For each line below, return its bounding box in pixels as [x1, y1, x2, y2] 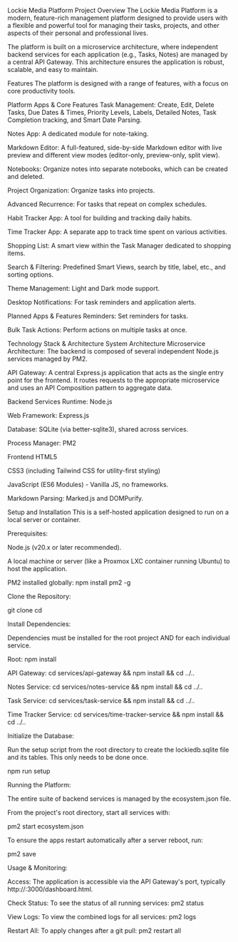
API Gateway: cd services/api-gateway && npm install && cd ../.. [7, 669, 195, 677]
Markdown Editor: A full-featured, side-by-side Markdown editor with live [7, 143, 222, 152]
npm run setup [7, 767, 51, 775]
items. [7, 249, 26, 257]
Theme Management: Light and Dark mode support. [7, 285, 160, 292]
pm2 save [7, 850, 37, 858]
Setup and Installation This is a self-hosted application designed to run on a [7, 508, 229, 516]
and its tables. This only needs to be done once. [7, 753, 148, 762]
